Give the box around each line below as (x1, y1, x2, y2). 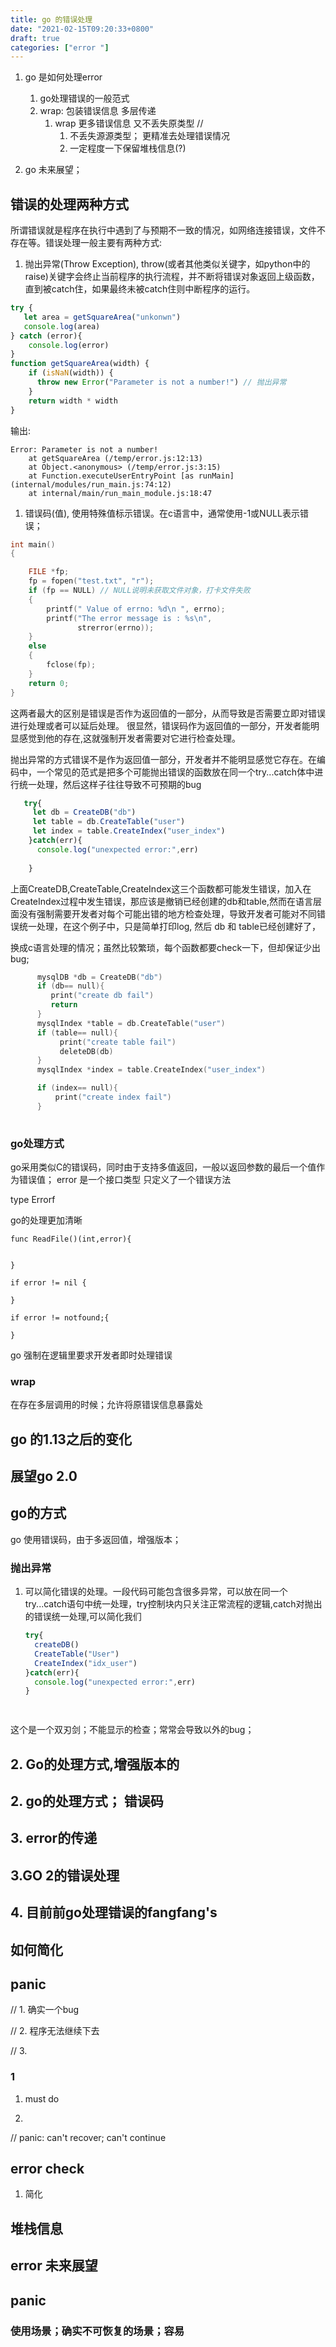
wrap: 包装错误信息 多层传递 (39, 105, 157, 117)
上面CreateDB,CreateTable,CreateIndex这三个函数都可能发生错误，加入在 (10, 882, 312, 895)
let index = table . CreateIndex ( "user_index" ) (32, 826, 226, 836)
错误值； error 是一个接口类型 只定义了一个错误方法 (18, 1173, 232, 1185)
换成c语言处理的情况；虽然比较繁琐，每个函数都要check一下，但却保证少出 (10, 941, 322, 953)
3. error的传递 (10, 1830, 98, 1847)
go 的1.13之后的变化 (10, 1431, 132, 1448)
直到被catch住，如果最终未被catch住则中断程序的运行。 (24, 283, 256, 295)
